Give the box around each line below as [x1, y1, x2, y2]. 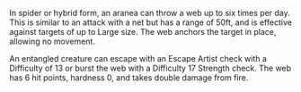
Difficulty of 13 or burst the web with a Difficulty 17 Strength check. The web [9, 63, 292, 73]
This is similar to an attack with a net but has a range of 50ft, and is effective [9, 17, 292, 28]
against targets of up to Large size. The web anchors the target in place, [9, 27, 277, 37]
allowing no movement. [9, 36, 96, 46]
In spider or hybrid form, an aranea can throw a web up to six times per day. [9, 8, 290, 18]
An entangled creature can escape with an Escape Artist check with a [9, 54, 268, 63]
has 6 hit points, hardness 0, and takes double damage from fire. [9, 72, 249, 83]
